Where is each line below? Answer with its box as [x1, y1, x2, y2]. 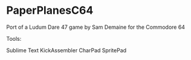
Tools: [6, 35, 22, 42]
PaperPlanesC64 [6, 4, 94, 17]
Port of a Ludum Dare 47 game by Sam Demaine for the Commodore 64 [6, 23, 186, 31]
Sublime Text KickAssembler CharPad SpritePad [6, 46, 127, 54]
